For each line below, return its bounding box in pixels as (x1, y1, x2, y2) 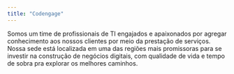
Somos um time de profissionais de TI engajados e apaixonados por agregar (7, 29, 227, 38)
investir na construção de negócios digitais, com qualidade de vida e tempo (7, 52, 226, 60)
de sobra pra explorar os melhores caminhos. (7, 59, 138, 67)
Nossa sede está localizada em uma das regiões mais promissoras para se (7, 44, 222, 52)
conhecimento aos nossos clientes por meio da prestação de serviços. (7, 36, 211, 45)
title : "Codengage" (7, 10, 64, 17)
